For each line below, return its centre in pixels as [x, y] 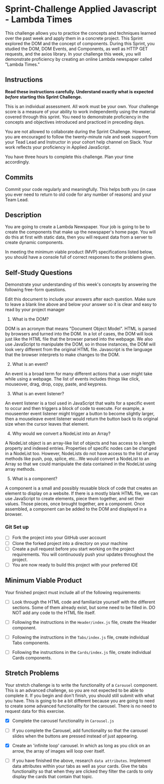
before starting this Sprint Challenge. [44, 97]
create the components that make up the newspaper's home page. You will [81, 232]
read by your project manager [35, 310]
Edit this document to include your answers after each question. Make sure [81, 299]
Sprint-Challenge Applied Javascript [81, 9]
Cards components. [32, 658]
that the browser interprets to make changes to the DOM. [62, 355]
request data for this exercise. [35, 711]
